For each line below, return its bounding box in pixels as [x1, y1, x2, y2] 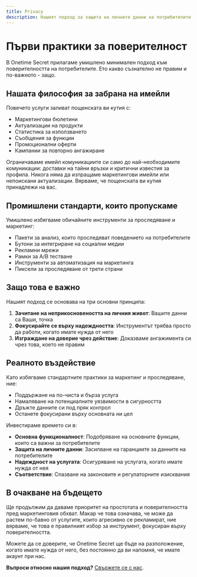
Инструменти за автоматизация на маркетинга [14, 259, 134, 266]
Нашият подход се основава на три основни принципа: [6, 298, 146, 305]
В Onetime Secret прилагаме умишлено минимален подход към [6, 59, 167, 66]
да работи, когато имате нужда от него [14, 328, 114, 335]
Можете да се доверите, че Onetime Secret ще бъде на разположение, [6, 540, 185, 547]
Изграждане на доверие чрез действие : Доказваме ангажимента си [14, 335, 192, 342]
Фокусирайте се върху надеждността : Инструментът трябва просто [14, 322, 191, 329]
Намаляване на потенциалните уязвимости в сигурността [14, 398, 162, 405]
